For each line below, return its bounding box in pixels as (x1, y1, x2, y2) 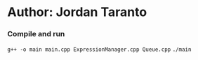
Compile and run (7, 29, 65, 39)
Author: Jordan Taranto (7, 4, 147, 20)
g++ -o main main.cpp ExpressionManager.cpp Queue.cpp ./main (7, 46, 192, 53)
